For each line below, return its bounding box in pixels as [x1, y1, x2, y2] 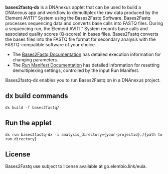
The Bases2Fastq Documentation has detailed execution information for [12, 51, 161, 57]
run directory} [5, 136, 37, 141]
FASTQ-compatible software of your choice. [5, 42, 96, 47]
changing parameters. [12, 57, 59, 62]
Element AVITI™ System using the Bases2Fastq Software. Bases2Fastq [5, 15, 151, 21]
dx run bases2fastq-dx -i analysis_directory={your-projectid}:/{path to [5, 132, 163, 137]
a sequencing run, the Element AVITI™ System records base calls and [5, 26, 148, 32]
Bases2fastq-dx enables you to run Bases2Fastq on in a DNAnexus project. [5, 77, 161, 83]
